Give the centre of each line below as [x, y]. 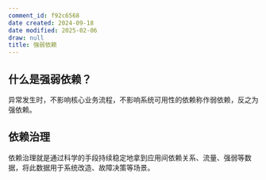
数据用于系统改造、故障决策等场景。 [95, 167]
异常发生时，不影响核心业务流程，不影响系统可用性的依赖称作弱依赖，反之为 [133, 99]
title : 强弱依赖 [33, 45]
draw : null [26, 38]
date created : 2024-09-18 [51, 23]
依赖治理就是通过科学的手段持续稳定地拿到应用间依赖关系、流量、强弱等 [126, 157]
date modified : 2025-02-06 [53, 30]
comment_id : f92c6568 [44, 15]
